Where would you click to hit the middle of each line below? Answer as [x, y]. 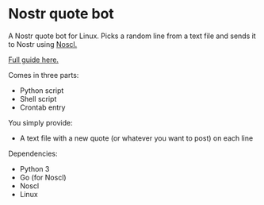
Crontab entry [42, 107]
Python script [42, 90]
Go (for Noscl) [43, 177]
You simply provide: [40, 122]
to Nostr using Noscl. [43, 44]
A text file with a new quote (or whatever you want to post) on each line [136, 138]
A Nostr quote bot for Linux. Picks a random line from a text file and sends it [132, 36]
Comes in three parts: [44, 75]
